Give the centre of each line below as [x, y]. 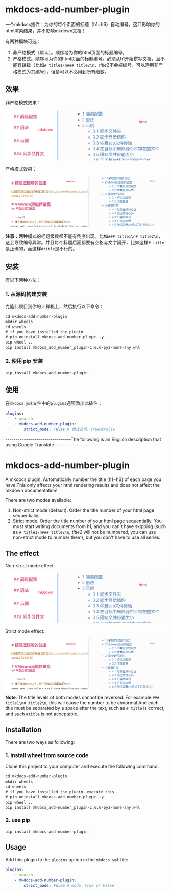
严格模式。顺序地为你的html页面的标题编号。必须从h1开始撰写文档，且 [87, 59]
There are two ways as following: [40, 742]
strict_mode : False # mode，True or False [69, 886]
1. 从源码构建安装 [26, 294]
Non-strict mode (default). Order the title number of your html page [83, 510]
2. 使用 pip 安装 [24, 361]
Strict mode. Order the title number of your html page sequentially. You [87, 521]
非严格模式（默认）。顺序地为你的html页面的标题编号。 [70, 52]
